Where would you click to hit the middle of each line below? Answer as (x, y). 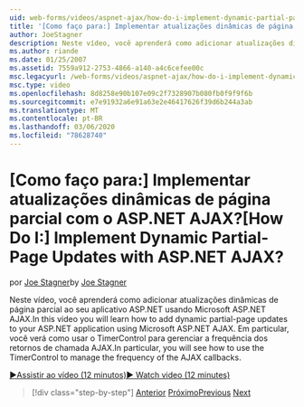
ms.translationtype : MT (54, 110)
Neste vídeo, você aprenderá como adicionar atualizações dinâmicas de (144, 299)
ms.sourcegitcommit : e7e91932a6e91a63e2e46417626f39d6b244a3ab (131, 102)
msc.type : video (40, 85)
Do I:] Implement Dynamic (109, 238)
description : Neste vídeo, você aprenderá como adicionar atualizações (147, 43)
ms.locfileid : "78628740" (58, 136)
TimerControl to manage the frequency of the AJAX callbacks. (125, 357)
